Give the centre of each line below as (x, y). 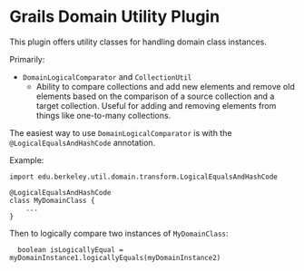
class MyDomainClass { (52, 200)
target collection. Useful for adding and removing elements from (156, 105)
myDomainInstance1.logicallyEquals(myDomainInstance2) (115, 257)
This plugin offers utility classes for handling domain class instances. (138, 42)
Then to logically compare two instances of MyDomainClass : (119, 233)
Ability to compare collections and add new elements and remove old (165, 86)
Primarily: (27, 59)
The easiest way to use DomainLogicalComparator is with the (121, 132)
